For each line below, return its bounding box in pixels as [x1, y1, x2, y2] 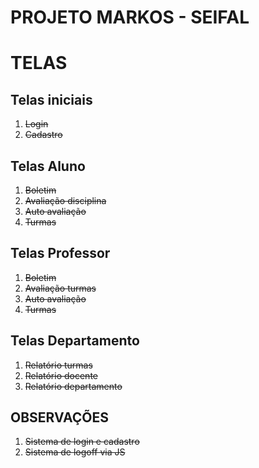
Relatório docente [24, 369, 98, 381]
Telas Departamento [10, 332, 140, 350]
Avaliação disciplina [24, 195, 107, 206]
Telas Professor [10, 245, 111, 262]
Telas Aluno [10, 157, 86, 175]
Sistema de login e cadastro [24, 436, 140, 448]
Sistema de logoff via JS [24, 446, 126, 458]
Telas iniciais [10, 91, 93, 108]
